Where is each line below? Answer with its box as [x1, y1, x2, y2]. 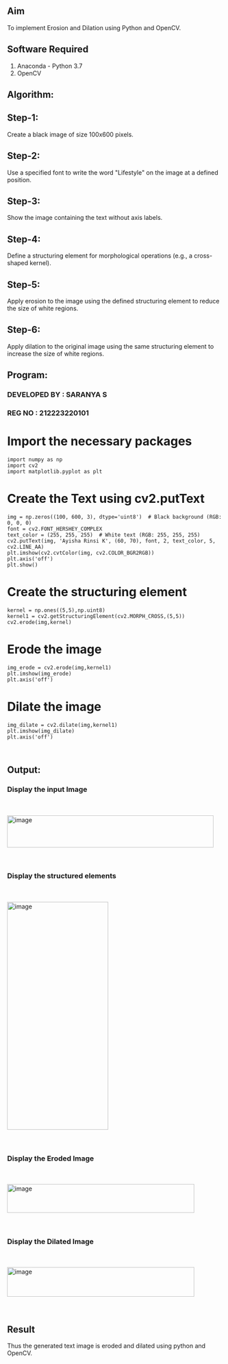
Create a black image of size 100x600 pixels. [7, 130, 134, 138]
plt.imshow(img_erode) [7, 670, 72, 677]
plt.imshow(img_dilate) [7, 728, 75, 734]
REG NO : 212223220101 [7, 408, 89, 418]
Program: [7, 369, 48, 381]
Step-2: [7, 150, 40, 162]
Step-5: [7, 279, 40, 290]
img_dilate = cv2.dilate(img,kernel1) [7, 721, 118, 728]
